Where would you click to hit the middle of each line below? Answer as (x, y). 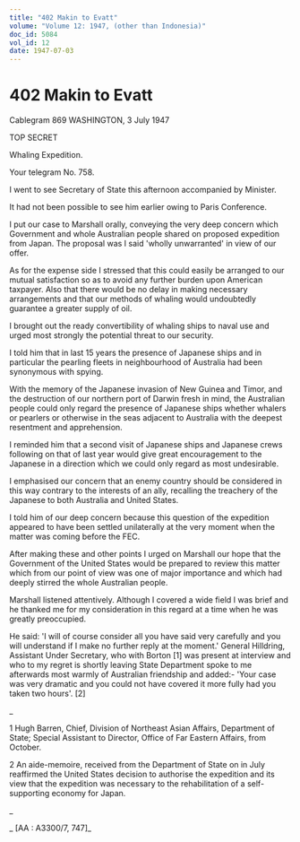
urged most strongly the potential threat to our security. (111, 335)
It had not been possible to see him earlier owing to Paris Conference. (138, 207)
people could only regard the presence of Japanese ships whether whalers (148, 408)
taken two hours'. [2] (47, 694)
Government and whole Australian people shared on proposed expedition (145, 234)
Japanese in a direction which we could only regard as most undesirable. (144, 464)
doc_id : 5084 (34, 34)
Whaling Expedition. (46, 155)
